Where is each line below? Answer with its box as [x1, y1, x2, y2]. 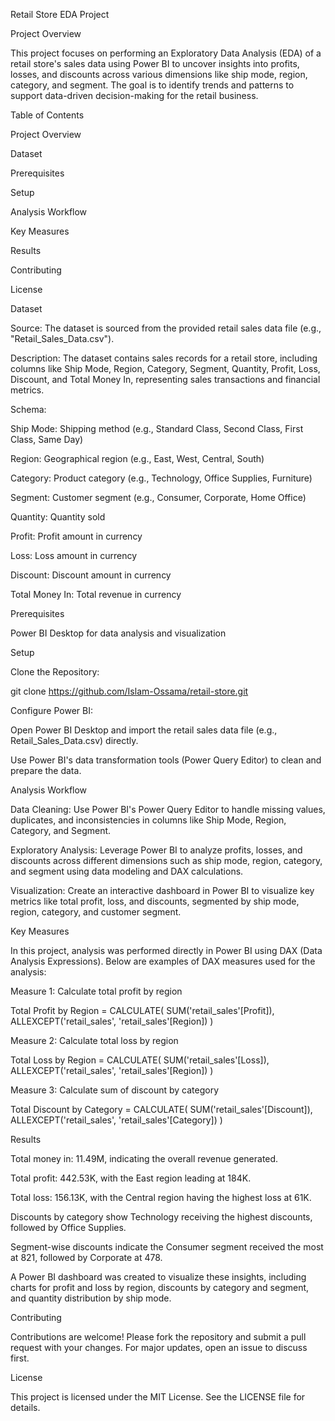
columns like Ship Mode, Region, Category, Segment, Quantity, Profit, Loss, [10, 363, 321, 374]
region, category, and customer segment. [10, 906, 182, 918]
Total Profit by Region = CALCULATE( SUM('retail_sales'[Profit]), [10, 1005, 275, 1016]
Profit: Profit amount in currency [10, 530, 143, 542]
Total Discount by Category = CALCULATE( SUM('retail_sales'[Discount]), [10, 1104, 313, 1115]
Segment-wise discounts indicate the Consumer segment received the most [10, 1241, 324, 1253]
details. [10, 1402, 41, 1413]
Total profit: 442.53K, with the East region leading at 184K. [10, 1172, 252, 1184]
